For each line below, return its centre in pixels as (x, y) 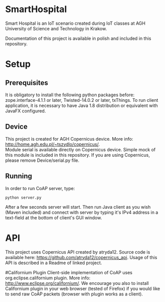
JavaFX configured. (26, 111)
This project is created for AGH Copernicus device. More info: (69, 139)
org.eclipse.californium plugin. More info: (48, 278)
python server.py (23, 198)
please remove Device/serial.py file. (42, 160)
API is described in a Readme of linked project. (54, 263)
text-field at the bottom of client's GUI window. (54, 217)
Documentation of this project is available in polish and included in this (78, 38)
